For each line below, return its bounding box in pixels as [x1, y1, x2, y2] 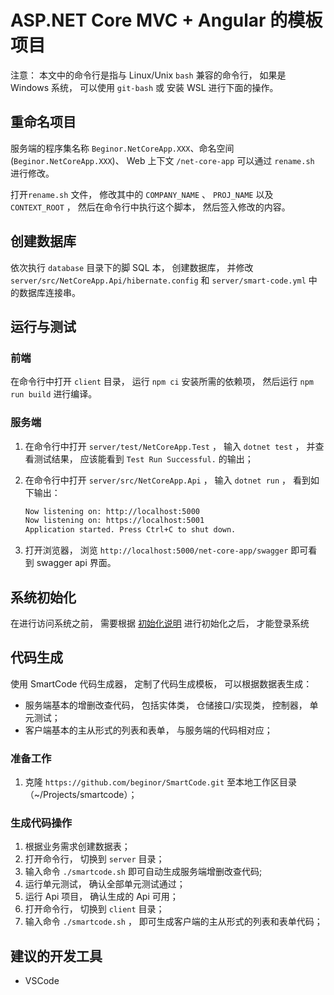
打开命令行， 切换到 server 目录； [24, 853, 165, 865]
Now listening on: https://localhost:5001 [24, 516, 205, 526]
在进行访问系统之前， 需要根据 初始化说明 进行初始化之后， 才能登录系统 [10, 617, 310, 629]
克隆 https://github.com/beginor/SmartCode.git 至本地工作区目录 [24, 776, 298, 788]
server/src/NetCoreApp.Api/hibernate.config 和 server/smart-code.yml [10, 274, 307, 286]
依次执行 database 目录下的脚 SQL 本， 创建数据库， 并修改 [10, 261, 254, 273]
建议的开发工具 [10, 947, 103, 965]
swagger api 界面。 [36, 557, 117, 569]
